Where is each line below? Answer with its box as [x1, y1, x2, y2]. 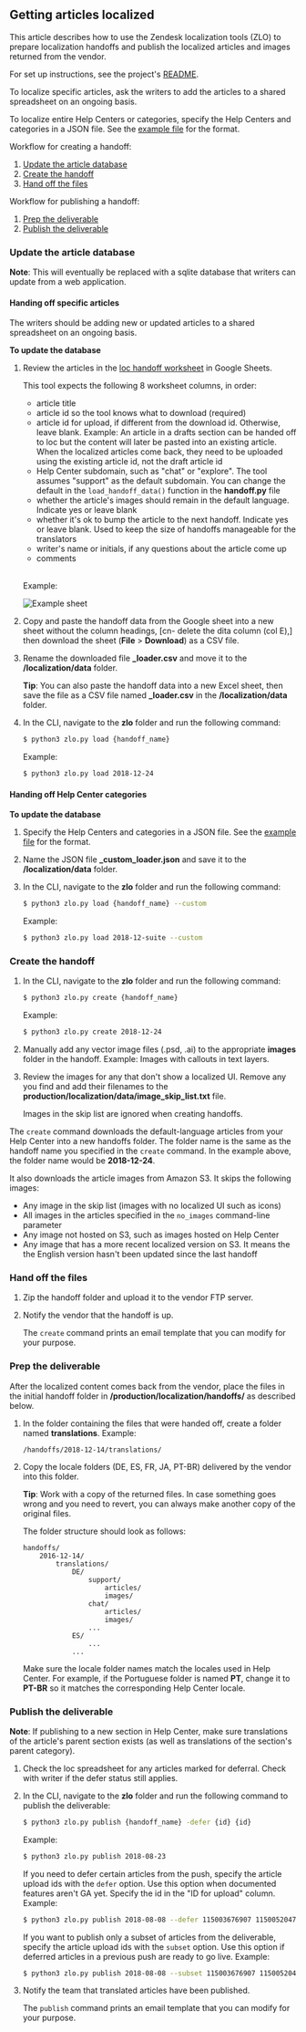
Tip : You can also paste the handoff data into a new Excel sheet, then [22, 680, 284, 692]
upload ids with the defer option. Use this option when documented [22, 1878, 277, 1889]
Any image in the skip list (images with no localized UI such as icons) [22, 1200, 282, 1212]
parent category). [9, 1745, 76, 1756]
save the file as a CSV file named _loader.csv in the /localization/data [22, 690, 288, 701]
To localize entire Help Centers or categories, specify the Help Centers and [9, 113, 291, 124]
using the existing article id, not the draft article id [36, 456, 223, 467]
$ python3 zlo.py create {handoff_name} [22, 994, 178, 1003]
